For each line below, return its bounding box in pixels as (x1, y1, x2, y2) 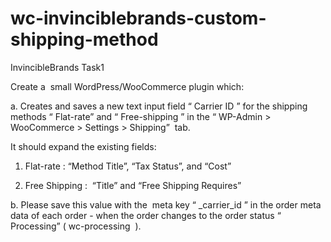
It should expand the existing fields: (10, 140, 157, 152)
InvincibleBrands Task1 (10, 61, 105, 73)
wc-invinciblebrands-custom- (10, 7, 267, 30)
